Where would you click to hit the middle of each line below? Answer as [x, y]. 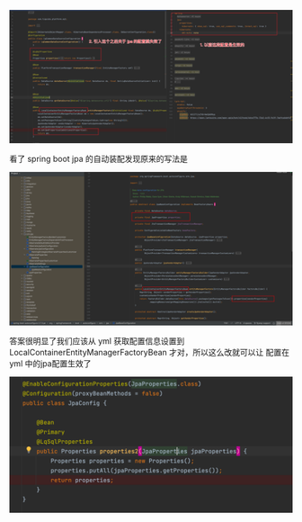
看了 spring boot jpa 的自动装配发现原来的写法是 [99, 159]
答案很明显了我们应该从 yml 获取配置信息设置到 [97, 341]
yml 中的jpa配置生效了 [50, 363]
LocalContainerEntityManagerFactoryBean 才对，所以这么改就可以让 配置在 [150, 352]
